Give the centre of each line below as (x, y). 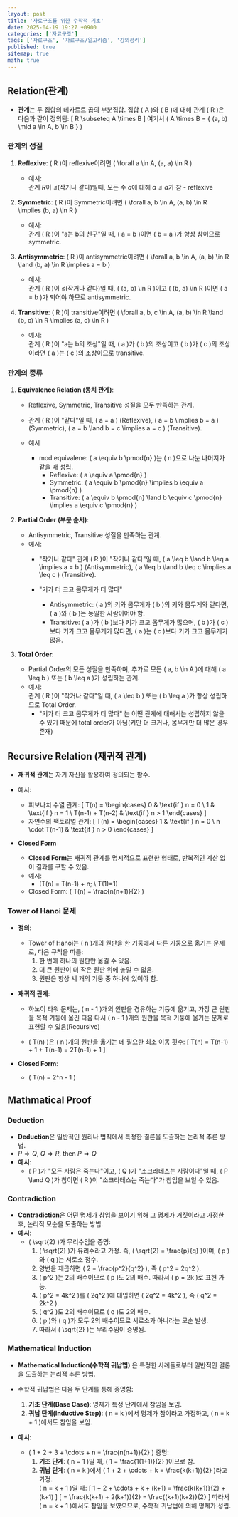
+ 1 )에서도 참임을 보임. (60, 1422)
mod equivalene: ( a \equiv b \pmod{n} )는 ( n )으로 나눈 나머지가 (132, 458)
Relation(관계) (38, 91)
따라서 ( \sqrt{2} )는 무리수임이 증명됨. (92, 1330)
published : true (31, 47)
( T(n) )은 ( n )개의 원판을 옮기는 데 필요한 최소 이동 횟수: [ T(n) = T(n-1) (128, 1042)
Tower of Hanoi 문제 (42, 911)
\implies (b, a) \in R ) (47, 210)
